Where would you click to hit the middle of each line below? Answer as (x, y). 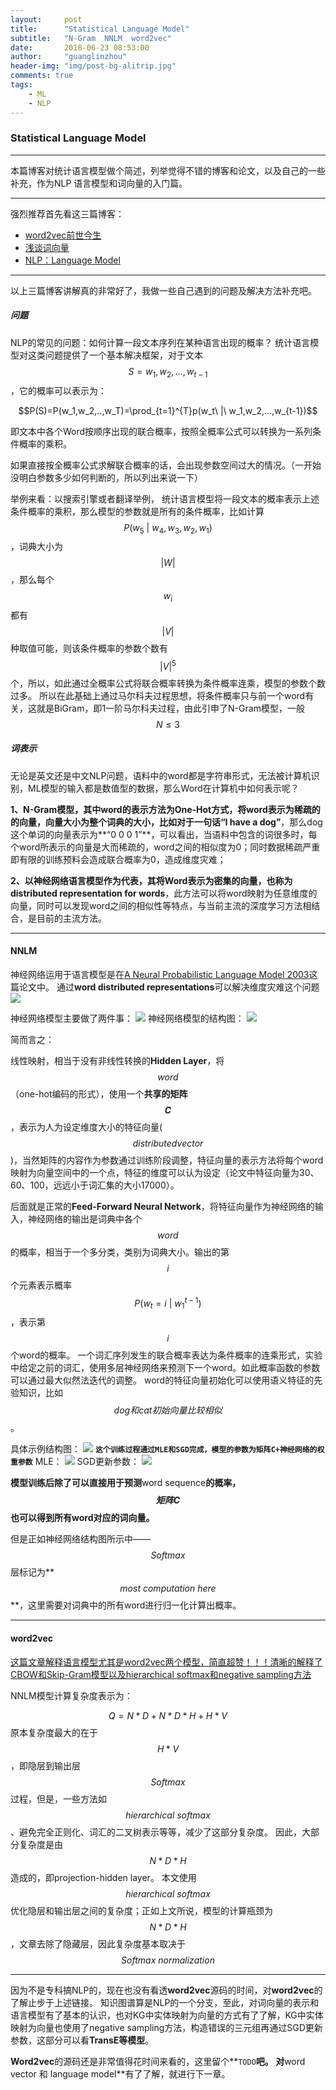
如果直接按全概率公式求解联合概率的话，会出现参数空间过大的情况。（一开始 (166, 465)
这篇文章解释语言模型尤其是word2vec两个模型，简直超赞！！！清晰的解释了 (166, 1662)
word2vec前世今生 (63, 235)
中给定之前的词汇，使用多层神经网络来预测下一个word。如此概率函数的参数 (165, 1368)
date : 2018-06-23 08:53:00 (80, 47)
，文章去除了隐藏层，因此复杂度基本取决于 (98, 1943)
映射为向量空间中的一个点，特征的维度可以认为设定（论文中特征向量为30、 (165, 1172)
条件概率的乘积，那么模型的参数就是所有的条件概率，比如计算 (137, 511)
